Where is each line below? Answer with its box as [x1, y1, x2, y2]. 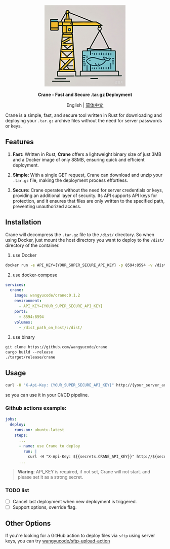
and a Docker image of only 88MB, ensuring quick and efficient [12, 156, 145, 163]
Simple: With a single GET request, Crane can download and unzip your [12, 172, 163, 178]
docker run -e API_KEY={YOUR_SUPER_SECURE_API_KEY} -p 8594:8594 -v [5, 263, 153, 268]
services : [5, 282, 26, 287]
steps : [14, 433, 28, 438]
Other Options [5, 519, 51, 528]
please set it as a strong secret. [17, 474, 83, 480]
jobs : [5, 416, 17, 422]
